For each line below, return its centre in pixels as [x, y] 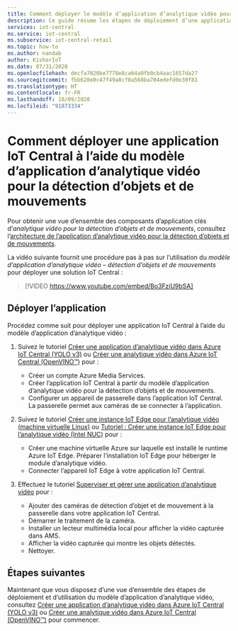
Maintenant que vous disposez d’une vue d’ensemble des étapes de [107, 590]
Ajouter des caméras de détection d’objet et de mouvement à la [121, 505]
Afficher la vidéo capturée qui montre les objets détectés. [112, 543]
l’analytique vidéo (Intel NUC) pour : [70, 434]
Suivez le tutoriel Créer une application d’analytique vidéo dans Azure [119, 346]
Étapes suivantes [46, 573]
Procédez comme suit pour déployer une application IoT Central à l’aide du [116, 325]
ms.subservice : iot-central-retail [60, 40]
